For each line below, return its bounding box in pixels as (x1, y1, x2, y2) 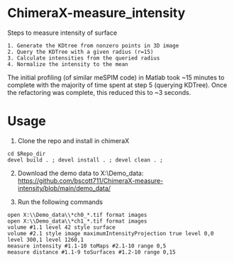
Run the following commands (17, 197, 103, 206)
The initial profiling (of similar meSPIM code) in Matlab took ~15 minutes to (7, 73, 225, 82)
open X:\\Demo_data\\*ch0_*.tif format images (7, 211, 147, 218)
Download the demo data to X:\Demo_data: (17, 169, 144, 177)
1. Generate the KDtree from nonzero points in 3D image (7, 42, 179, 49)
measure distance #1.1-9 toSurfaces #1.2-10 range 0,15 (7, 248, 176, 256)
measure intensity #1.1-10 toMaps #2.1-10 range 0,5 (7, 242, 167, 250)
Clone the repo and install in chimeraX (17, 136, 130, 145)
